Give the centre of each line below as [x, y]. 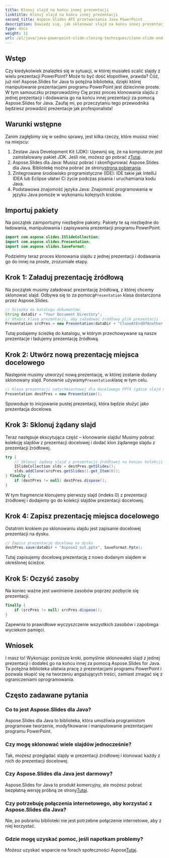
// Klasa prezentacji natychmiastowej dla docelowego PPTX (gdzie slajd [83, 390]
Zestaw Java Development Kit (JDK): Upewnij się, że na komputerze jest [87, 152]
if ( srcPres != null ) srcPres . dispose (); [58, 610]
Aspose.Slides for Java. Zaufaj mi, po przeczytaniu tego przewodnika [77, 103]
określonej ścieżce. [25, 563]
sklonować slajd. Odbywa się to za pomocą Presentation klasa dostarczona [83, 295]
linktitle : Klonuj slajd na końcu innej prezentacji [62, 15]
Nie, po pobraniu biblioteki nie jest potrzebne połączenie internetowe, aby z [83, 821]
